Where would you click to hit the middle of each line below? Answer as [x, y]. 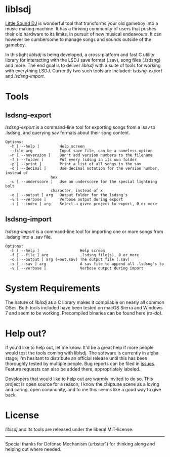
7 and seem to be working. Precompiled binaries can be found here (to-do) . [84, 313]
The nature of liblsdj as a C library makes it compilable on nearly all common [85, 302]
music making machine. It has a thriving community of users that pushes [81, 28]
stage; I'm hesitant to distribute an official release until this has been [76, 358]
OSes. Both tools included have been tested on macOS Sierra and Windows [84, 307]
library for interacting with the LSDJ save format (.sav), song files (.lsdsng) [83, 60]
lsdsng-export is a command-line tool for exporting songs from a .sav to [80, 127]
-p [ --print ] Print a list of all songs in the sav [76, 164]
